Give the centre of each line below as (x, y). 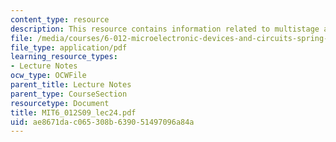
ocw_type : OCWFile (48, 76)
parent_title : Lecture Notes (71, 85)
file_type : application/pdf (69, 47)
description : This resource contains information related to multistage (165, 29)
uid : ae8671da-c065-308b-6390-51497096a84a (102, 122)
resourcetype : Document (60, 103)
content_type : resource (60, 19)
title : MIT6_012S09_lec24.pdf (73, 112)
